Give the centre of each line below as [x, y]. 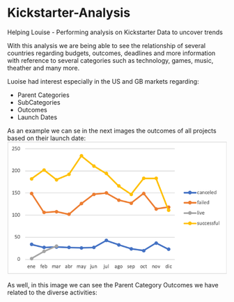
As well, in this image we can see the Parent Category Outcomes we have [113, 285]
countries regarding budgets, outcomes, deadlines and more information [111, 53]
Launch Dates [37, 117]
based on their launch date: [46, 138]
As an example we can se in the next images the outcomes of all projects [112, 130]
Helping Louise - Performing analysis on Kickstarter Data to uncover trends [115, 32]
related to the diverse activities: [52, 292]
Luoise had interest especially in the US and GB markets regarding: [103, 81]
